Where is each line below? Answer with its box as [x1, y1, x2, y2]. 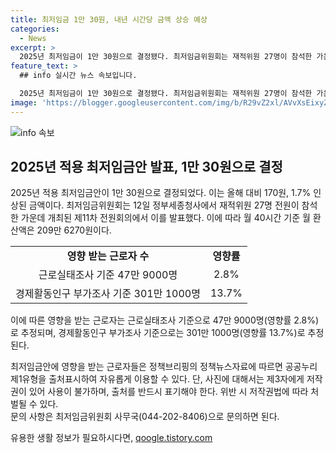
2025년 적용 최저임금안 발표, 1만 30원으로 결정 [10, 159, 283, 176]
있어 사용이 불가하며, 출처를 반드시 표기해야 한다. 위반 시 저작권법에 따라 [28, 386, 309, 398]
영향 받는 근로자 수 [66, 249, 150, 263]
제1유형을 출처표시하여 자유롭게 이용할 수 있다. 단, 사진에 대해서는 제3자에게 [10, 373, 305, 385]
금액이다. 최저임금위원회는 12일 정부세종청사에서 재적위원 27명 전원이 [28, 199, 300, 211]
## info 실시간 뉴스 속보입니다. [19, 71, 138, 81]
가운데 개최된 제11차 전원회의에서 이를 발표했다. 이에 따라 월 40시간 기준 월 [20, 212, 311, 224]
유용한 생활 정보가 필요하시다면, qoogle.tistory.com [10, 432, 213, 444]
